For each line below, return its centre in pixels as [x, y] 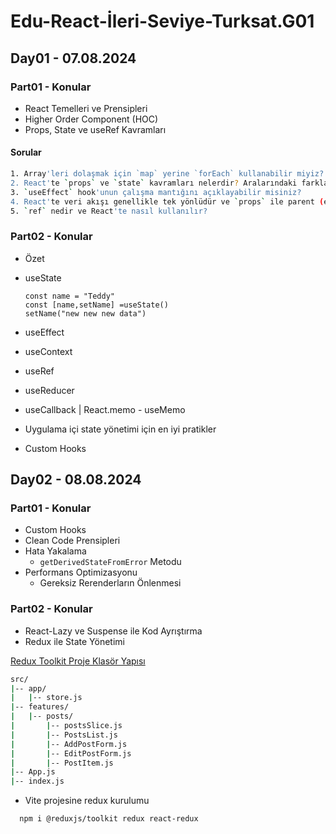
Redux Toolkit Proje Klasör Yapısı [78, 661]
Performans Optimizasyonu [81, 572]
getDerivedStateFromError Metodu [110, 562]
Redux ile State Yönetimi [74, 641]
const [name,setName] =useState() [96, 305]
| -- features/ [40, 707]
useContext [48, 351]
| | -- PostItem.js [62, 763]
